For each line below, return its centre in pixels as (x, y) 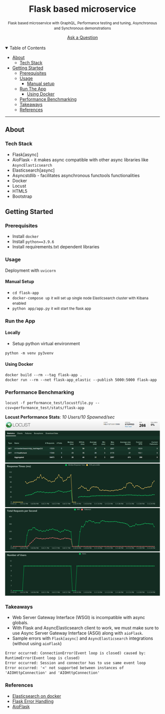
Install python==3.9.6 (33, 241)
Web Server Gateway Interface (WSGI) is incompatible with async (79, 618)
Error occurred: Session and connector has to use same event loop (76, 663)
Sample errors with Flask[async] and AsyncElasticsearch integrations (82, 638)
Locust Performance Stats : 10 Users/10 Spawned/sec (60, 417)
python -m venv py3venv (29, 353)
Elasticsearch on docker (37, 696)
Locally (13, 332)
